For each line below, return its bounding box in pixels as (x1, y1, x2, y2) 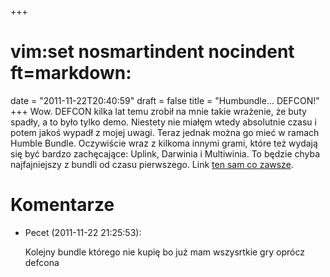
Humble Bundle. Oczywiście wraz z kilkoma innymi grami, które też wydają (10, 137, 318, 149)
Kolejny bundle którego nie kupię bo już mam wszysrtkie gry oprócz (24, 246, 305, 258)
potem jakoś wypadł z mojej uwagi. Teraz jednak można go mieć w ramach (10, 126, 320, 138)
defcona (24, 256, 60, 268)
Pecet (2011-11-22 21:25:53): (24, 226, 142, 238)
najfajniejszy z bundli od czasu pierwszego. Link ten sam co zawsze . (10, 158, 294, 170)
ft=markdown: (10, 62, 132, 85)
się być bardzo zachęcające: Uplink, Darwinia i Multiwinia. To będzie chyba (10, 147, 321, 160)
